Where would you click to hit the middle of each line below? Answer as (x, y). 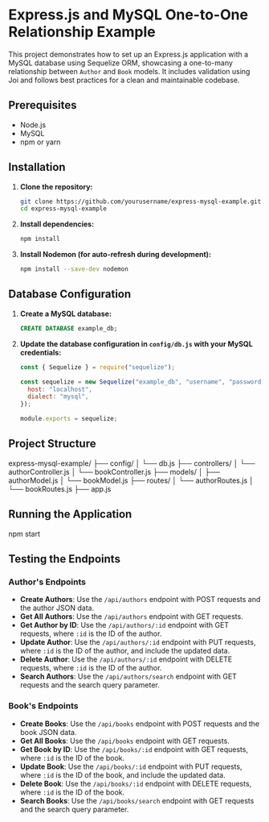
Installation (37, 167)
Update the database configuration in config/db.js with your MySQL (136, 343)
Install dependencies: (57, 224)
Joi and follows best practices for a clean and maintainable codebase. (124, 80)
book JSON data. (48, 732)
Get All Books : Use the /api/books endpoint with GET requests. (125, 741)
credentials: (41, 352)
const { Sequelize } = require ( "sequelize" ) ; (97, 367)
